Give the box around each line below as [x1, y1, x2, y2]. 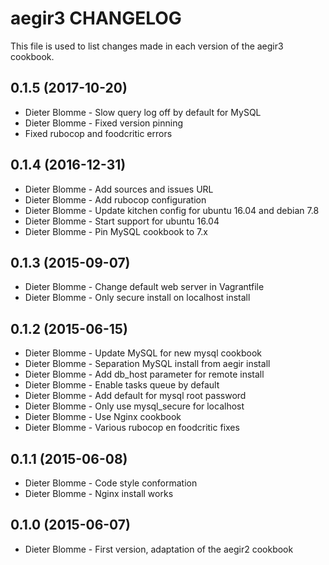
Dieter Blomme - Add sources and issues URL [24, 183, 214, 195]
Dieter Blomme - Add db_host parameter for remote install [24, 368, 265, 381]
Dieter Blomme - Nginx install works [24, 488, 174, 499]
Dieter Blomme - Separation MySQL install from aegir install [24, 358, 271, 370]
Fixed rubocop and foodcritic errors [24, 127, 173, 139]
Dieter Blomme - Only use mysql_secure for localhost [24, 400, 245, 412]
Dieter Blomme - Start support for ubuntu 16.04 [24, 215, 220, 227]
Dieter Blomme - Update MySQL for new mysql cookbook [24, 347, 262, 359]
